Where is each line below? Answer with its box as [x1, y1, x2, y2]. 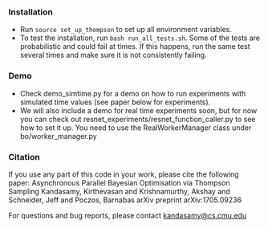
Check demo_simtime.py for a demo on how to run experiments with [19, 88, 246, 98]
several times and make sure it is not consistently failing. [19, 51, 207, 60]
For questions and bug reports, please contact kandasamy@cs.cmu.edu [8, 210, 247, 220]
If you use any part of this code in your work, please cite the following [8, 169, 239, 179]
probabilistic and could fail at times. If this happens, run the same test [19, 42, 250, 51]
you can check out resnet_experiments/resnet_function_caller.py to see [19, 114, 256, 124]
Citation [8, 151, 40, 162]
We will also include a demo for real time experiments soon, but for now [19, 105, 258, 115]
